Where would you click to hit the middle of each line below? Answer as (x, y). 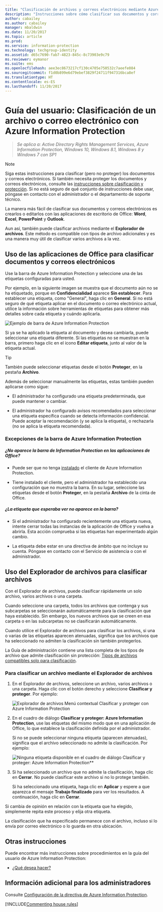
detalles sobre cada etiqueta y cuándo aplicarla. (53, 314)
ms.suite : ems (19, 64)
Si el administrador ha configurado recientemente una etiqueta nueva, (82, 521)
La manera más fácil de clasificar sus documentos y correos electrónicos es (81, 209)
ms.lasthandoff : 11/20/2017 (33, 86)
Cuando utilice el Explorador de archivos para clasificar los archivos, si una (80, 630)
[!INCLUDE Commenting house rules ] (42, 904)
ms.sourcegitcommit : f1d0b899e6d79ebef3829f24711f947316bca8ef (70, 73)
